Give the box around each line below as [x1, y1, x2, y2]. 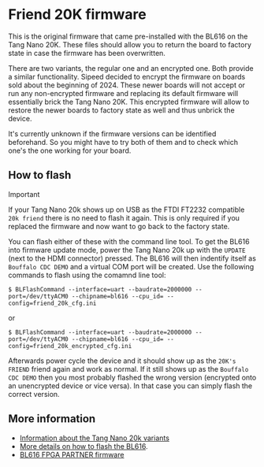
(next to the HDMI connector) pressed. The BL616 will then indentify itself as [8, 254, 256, 263]
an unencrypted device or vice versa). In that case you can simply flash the [8, 380, 253, 391]
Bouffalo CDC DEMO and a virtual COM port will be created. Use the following [8, 261, 255, 271]
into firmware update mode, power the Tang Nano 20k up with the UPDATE [8, 245, 246, 254]
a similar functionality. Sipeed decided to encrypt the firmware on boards [8, 72, 246, 81]
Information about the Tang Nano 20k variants [19, 433, 169, 443]
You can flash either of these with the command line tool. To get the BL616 [8, 236, 250, 246]
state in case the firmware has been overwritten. [8, 48, 165, 57]
